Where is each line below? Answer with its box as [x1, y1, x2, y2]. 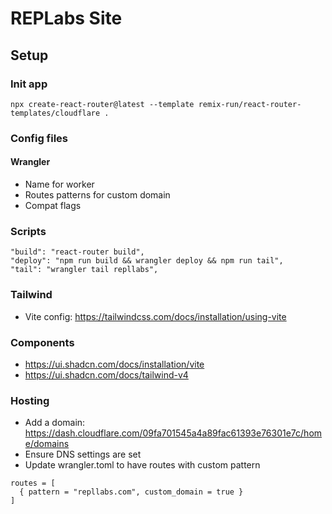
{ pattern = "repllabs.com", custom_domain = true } [19, 487, 244, 497]
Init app [10, 77, 48, 91]
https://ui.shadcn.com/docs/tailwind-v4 [24, 368, 189, 381]
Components [10, 335, 75, 349]
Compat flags [24, 200, 82, 211]
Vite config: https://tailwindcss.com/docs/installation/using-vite [24, 310, 287, 322]
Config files [10, 131, 69, 145]
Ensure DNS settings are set [24, 448, 142, 461]
